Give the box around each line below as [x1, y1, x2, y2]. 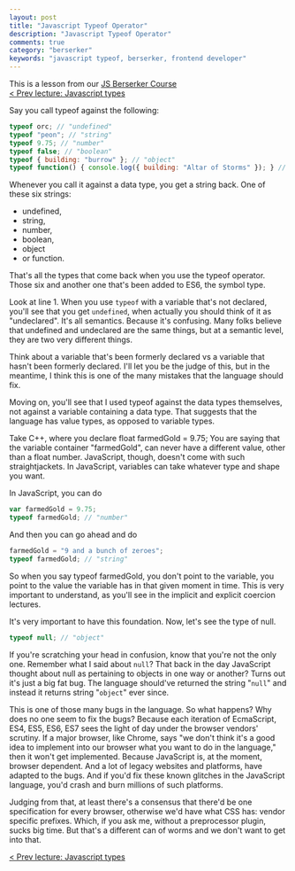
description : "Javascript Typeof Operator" [9, 29, 172, 38]
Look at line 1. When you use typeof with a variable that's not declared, [9, 297, 268, 307]
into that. [9, 834, 42, 844]
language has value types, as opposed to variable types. [9, 416, 215, 426]
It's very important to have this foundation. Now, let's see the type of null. [9, 616, 276, 626]
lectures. [9, 599, 42, 610]
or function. [21, 253, 64, 264]
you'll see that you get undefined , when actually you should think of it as [9, 307, 272, 317]
